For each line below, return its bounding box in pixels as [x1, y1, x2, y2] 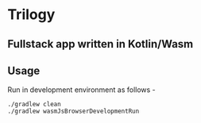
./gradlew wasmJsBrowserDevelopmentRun [7, 107, 140, 116]
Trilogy [7, 6, 56, 24]
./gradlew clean [7, 101, 61, 109]
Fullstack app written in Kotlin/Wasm [7, 37, 194, 51]
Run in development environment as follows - [7, 85, 156, 94]
